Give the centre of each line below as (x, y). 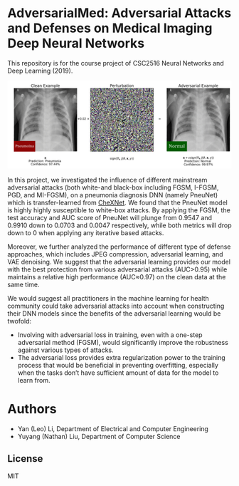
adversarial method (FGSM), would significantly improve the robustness (123, 342)
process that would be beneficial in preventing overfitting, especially (118, 365)
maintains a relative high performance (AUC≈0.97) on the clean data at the (117, 276)
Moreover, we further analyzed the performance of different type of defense (119, 247)
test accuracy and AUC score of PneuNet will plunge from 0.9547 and (110, 217)
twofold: (20, 321)
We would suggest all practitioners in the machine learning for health (108, 298)
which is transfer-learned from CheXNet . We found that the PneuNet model (117, 202)
